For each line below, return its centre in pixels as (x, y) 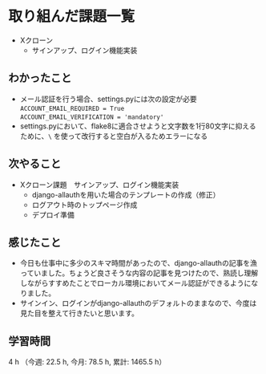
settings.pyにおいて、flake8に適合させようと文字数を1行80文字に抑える (138, 126)
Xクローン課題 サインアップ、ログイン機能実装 (99, 185)
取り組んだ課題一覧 (72, 16)
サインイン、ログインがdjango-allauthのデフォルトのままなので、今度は (138, 303)
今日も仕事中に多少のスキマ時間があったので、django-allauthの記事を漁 (139, 263)
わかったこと (40, 78)
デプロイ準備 (53, 214)
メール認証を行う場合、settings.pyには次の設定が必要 (109, 99)
